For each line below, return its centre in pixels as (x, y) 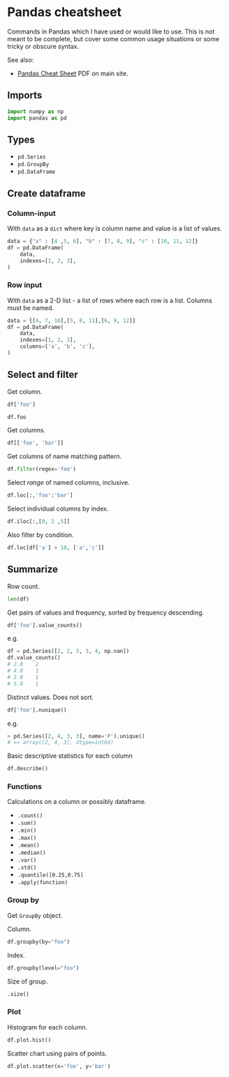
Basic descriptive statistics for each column (70, 756)
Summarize (32, 570)
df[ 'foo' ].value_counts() (45, 625)
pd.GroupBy (33, 165)
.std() (27, 868)
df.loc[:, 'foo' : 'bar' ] (40, 496)
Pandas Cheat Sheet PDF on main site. (73, 73)
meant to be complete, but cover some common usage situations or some (113, 38)
